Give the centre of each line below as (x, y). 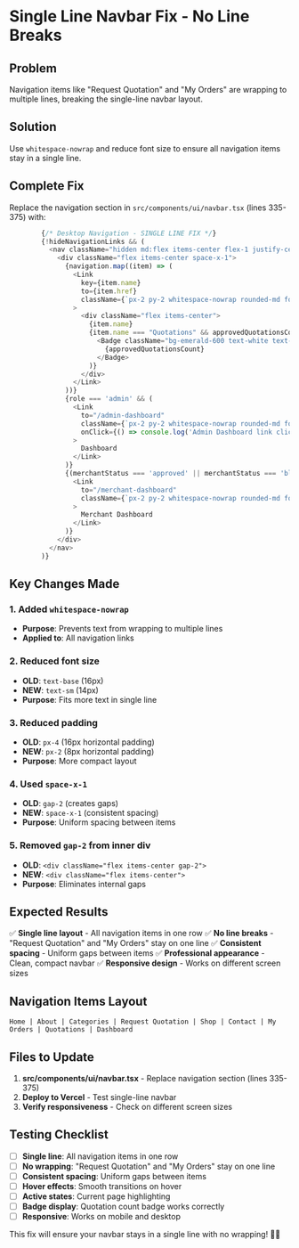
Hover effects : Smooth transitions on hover (102, 1186)
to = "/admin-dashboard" (123, 415)
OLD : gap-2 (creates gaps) (70, 803)
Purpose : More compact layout (79, 761)
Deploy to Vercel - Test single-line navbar (99, 1097)
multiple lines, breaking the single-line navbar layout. (106, 99)
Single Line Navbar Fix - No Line (129, 16)
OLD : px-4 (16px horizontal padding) (89, 742)
